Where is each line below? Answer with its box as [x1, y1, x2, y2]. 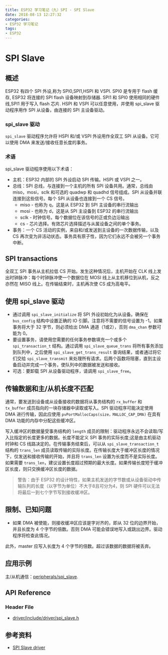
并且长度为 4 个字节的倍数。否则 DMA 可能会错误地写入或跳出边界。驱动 [12, 526, 162, 532]
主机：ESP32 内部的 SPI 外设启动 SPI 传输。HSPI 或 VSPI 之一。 [12, 176, 144, 182]
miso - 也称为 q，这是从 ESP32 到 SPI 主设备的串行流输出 [20, 202, 139, 208]
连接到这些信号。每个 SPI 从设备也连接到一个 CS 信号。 [12, 195, 127, 202]
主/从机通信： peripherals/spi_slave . [5, 573, 79, 579]
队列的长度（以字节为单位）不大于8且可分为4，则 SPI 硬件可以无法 [22, 483, 160, 489]
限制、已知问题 [5, 505, 52, 514]
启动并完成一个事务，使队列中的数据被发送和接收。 [17, 362, 123, 368]
